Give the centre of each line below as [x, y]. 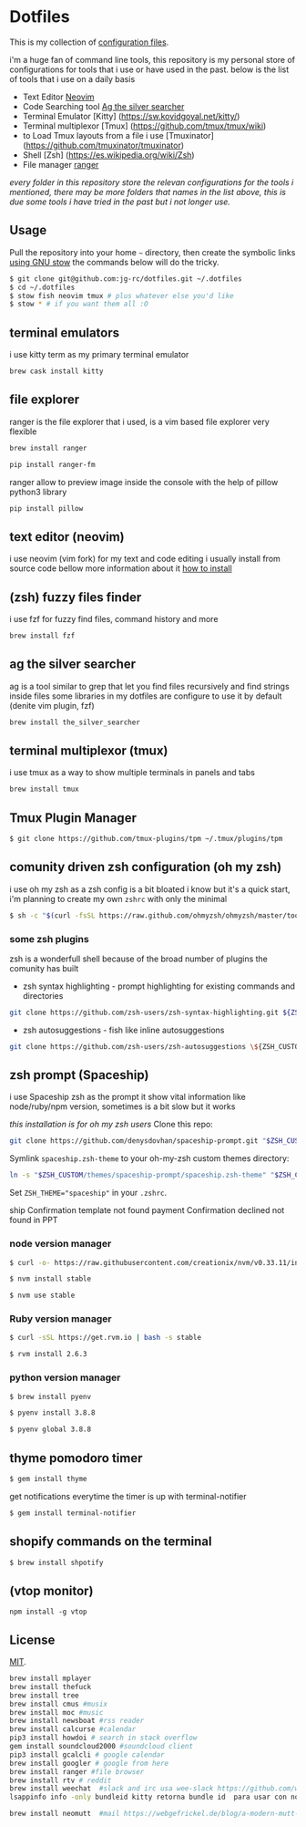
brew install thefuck [51, 1687]
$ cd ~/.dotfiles [42, 287]
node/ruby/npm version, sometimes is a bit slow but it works [122, 1106]
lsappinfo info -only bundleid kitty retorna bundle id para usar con [148, 1797]
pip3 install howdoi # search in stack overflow [103, 1738]
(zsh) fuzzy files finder [76, 597]
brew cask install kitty [56, 371]
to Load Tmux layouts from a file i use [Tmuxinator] [118, 135]
